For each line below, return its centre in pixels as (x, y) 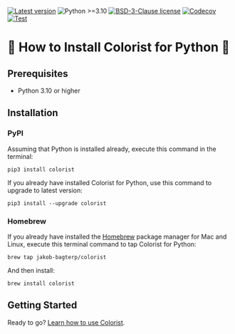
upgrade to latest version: (45, 190)
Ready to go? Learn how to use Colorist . (66, 322)
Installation (33, 113)
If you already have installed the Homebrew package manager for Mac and (117, 236)
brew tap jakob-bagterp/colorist (57, 257)
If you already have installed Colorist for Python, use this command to (110, 182)
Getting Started (42, 305)
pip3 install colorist (41, 169)
